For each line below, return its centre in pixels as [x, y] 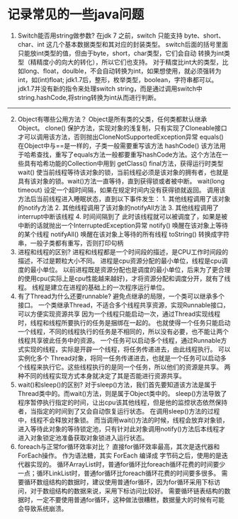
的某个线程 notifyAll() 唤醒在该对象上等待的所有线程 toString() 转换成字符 [124, 234]
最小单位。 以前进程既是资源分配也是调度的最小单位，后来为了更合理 [130, 269]
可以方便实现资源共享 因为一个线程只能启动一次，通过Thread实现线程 [119, 314]
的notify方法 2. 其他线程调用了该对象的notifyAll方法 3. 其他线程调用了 [118, 207]
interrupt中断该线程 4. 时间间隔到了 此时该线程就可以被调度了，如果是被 [123, 216]
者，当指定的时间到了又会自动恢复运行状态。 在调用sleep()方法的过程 [119, 411]
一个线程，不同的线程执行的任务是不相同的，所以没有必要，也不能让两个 [123, 331]
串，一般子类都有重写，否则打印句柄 [70, 243]
